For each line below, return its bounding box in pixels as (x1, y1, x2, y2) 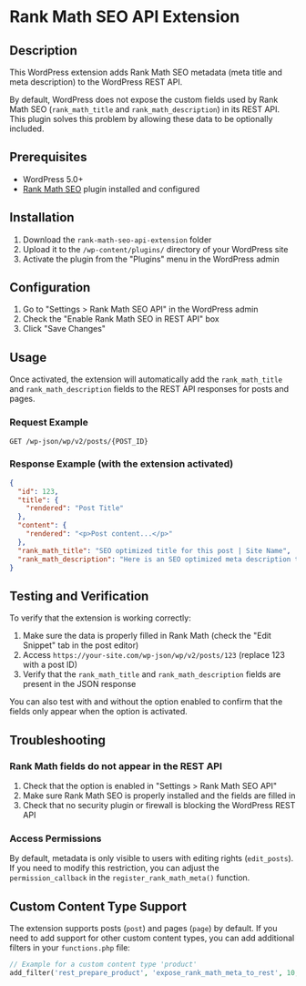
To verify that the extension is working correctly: (9, 612, 191, 623)
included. (9, 123, 45, 134)
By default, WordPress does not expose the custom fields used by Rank (9, 94, 279, 105)
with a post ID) (22, 659, 78, 671)
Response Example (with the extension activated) (9, 457, 234, 470)
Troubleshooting (9, 732, 107, 748)
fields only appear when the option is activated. (9, 706, 189, 717)
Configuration (9, 280, 91, 295)
